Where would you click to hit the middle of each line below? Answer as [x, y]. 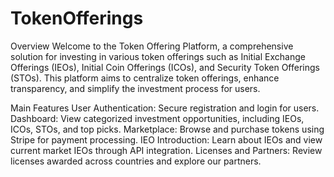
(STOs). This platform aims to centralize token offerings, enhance [145, 78]
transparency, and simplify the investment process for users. [135, 88]
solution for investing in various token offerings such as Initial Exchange [158, 56]
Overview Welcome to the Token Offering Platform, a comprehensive [152, 46]
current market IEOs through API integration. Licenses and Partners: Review [166, 150]
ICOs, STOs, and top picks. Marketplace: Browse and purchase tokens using [167, 129]
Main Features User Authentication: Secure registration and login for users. [165, 108]
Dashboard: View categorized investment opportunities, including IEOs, [157, 118]
